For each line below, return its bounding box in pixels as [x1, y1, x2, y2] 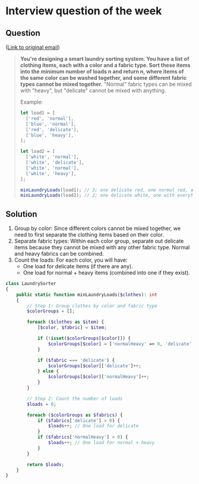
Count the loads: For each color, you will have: [14, 256, 128, 263]
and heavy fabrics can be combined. [14, 250, 105, 257]
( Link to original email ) [5, 44, 60, 51]
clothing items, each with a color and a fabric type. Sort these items [20, 61, 191, 69]
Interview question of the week [5, 4, 162, 18]
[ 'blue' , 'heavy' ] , [26, 132, 74, 138]
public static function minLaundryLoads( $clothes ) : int [16, 291, 158, 297]
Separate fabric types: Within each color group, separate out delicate [14, 237, 184, 245]
